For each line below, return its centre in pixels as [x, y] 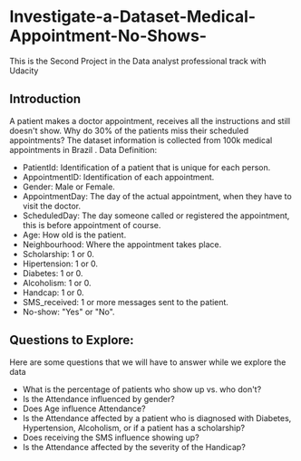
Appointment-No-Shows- [108, 36]
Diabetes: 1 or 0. [53, 273]
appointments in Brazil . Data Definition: [83, 149]
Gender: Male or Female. [68, 187]
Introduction [45, 99]
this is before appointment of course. [92, 225]
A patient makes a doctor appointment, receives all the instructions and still [150, 120]
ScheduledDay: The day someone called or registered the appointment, [156, 216]
